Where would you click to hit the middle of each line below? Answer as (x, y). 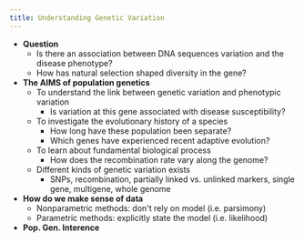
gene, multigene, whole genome (110, 188)
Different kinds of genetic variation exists (113, 169)
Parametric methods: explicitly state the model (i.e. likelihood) (152, 217)
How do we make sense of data (83, 198)
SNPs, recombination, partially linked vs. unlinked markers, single (172, 179)
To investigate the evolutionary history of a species (132, 121)
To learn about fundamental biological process (123, 150)
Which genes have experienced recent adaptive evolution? (160, 140)
